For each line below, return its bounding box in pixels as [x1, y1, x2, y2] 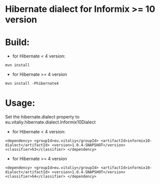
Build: [5, 37, 30, 48]
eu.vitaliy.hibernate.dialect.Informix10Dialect [5, 119, 96, 125]
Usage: [5, 98, 36, 109]
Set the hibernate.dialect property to [5, 114, 80, 120]
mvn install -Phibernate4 [5, 81, 59, 86]
